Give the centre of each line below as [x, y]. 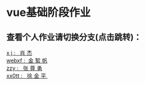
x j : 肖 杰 [19, 53]
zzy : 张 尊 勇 [24, 68]
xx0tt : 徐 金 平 [26, 76]
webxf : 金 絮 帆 [27, 61]
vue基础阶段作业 [49, 13]
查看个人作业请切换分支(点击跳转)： [74, 37]
